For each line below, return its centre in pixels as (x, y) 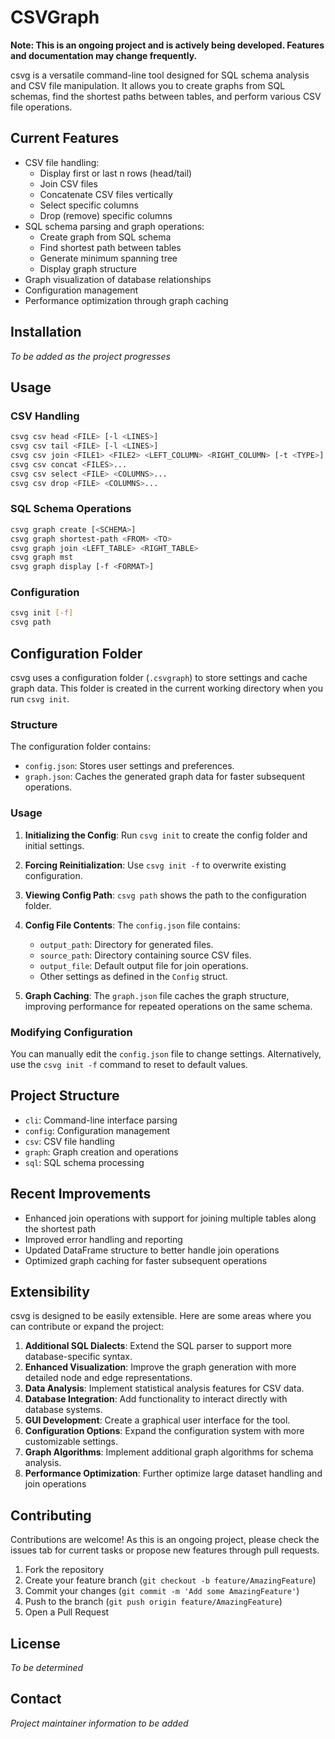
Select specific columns (89, 205)
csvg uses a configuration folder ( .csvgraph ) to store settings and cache (159, 678)
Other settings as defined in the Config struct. (133, 976)
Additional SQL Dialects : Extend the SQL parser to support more (158, 1346)
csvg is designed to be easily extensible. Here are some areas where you (161, 1316)
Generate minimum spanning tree (108, 258)
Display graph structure (88, 268)
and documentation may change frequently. (104, 55)
